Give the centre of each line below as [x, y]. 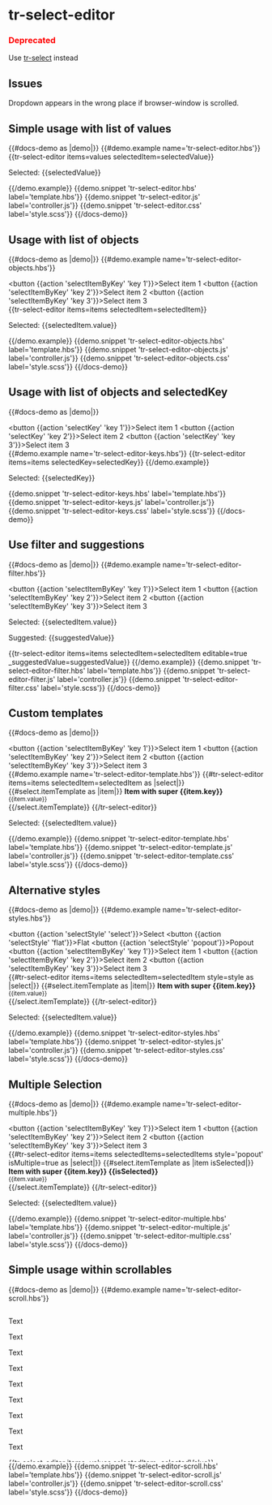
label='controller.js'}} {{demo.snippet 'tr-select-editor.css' [105, 205]
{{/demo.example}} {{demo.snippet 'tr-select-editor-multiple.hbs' [117, 1218]
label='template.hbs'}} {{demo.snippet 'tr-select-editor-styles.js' [116, 1041]
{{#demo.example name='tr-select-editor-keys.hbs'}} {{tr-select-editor [127, 453]
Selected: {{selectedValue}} [55, 173]
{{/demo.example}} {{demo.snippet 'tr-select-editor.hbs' [102, 188]
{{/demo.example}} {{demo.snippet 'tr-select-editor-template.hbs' [119, 839]
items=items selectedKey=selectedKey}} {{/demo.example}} [109, 462]
